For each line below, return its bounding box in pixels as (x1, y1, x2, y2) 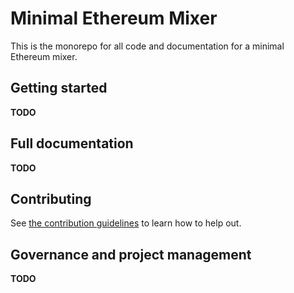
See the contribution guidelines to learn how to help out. (10, 217, 242, 229)
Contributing (10, 190, 92, 207)
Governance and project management (10, 246, 252, 263)
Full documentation (10, 135, 134, 152)
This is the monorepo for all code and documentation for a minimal (10, 40, 285, 52)
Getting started (10, 80, 108, 97)
